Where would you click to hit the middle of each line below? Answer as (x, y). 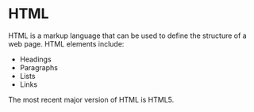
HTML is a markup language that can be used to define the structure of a (128, 35)
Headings (35, 59)
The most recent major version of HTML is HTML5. (91, 99)
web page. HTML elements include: (66, 43)
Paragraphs (38, 67)
